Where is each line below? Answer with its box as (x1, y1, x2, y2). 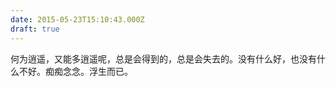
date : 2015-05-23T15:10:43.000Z (10, 14, 145, 25)
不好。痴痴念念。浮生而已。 (18, 65, 133, 77)
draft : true (10, 24, 60, 34)
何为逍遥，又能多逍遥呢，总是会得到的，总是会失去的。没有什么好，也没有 (10, 52, 317, 65)
